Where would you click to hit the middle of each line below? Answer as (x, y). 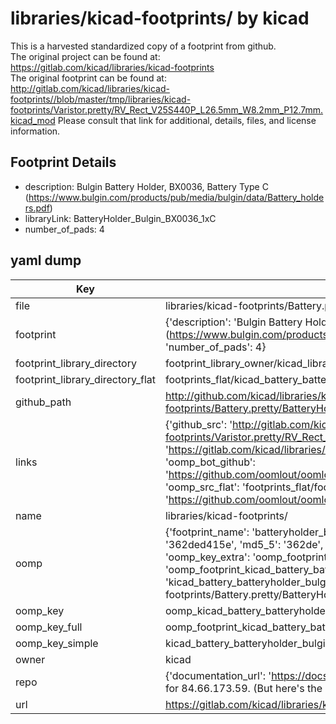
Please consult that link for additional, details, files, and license (187, 120)
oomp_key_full (49, 627)
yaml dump (46, 260)
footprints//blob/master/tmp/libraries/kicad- (101, 99)
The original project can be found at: (85, 56)
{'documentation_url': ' (218, 675)
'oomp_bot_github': (210, 462)
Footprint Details (63, 162)
